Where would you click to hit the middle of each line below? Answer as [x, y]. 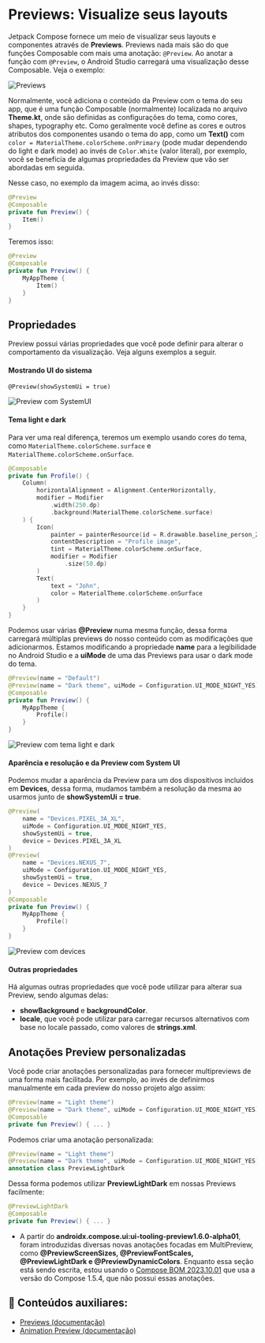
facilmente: [26, 1192]
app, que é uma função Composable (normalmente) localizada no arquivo [128, 109]
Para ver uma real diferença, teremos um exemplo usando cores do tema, [127, 437]
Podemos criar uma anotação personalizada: [81, 1139]
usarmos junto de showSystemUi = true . [75, 797]
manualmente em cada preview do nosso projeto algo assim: [107, 1088]
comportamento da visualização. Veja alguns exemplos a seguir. [112, 352]
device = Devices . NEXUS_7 [65, 885]
